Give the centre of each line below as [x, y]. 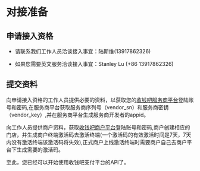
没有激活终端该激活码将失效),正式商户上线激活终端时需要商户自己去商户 [99, 142]
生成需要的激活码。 [40, 150]
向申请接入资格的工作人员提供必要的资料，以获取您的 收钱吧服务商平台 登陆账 [100, 100]
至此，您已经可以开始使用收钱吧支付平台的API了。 [68, 162]
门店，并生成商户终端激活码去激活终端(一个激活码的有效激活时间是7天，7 [96, 135]
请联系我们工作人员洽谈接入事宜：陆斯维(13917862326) [83, 51]
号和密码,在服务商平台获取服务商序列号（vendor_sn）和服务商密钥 [87, 107]
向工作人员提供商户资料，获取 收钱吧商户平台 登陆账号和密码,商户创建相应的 [98, 127]
